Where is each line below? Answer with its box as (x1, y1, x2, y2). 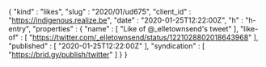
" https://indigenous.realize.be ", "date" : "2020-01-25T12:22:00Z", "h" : (8, 15, 244, 25)
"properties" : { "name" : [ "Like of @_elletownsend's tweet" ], (32, 24, 239, 33)
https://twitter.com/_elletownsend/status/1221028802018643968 (32, 32, 249, 42)
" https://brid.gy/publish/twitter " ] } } (8, 50, 128, 59)
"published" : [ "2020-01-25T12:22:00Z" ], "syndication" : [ (8, 41, 205, 51)
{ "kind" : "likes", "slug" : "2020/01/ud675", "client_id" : (8, 7, 192, 16)
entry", (8, 24, 31, 33)
